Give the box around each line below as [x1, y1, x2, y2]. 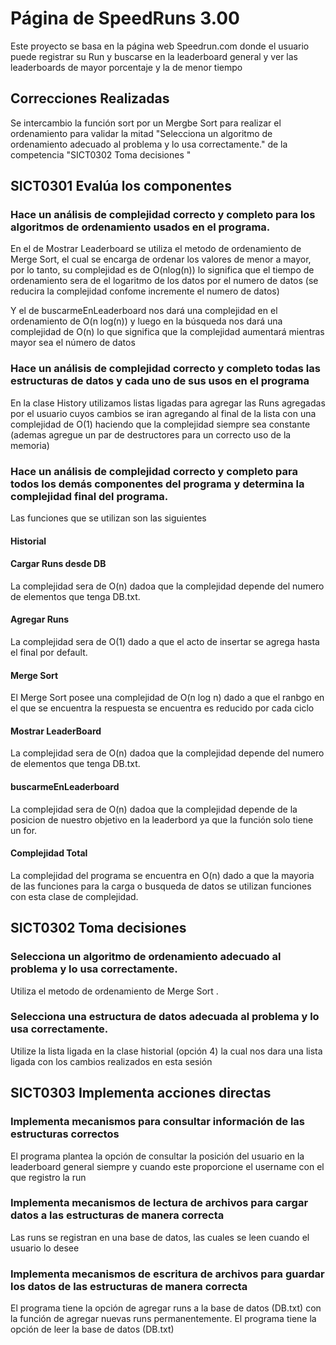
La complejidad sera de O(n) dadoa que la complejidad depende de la [10, 803, 298, 815]
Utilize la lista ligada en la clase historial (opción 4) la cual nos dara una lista [10, 1045, 323, 1057]
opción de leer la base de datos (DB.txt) [10, 1323, 175, 1336]
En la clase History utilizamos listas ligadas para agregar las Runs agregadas [10, 397, 326, 409]
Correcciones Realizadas [10, 90, 170, 107]
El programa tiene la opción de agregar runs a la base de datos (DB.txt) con [10, 1302, 322, 1314]
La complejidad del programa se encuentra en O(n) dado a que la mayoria [10, 869, 315, 881]
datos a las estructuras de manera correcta [10, 1208, 225, 1222]
